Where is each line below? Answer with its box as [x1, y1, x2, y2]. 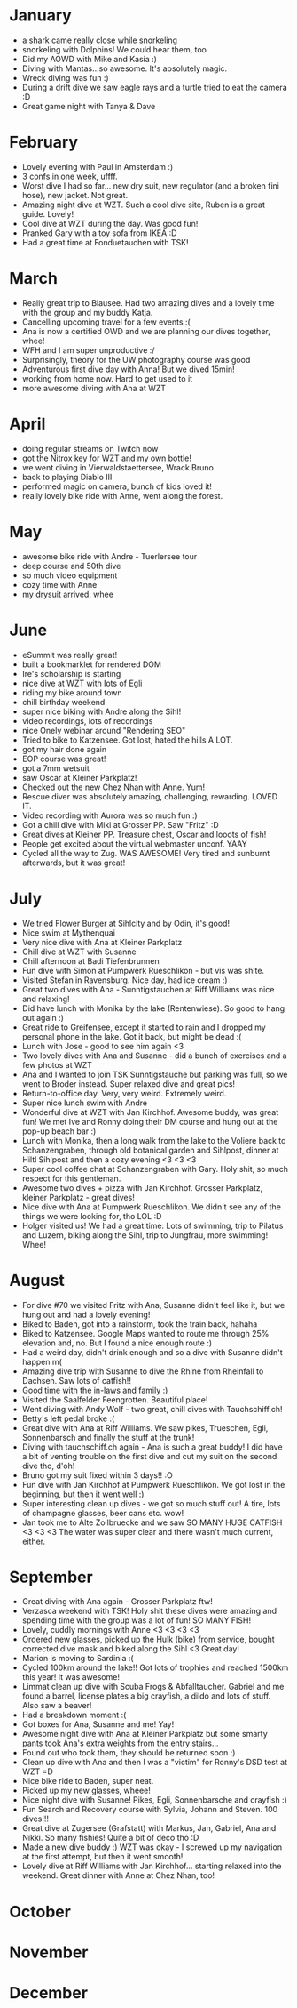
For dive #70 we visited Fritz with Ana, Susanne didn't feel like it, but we [21, 1299, 285, 1310]
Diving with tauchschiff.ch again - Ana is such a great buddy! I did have [21, 1442, 283, 1452]
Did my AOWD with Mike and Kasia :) [21, 53, 158, 64]
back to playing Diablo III [21, 471, 113, 482]
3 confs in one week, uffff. [21, 171, 118, 181]
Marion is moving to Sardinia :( [21, 1653, 135, 1664]
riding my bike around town [21, 687, 122, 698]
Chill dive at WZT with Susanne [21, 946, 137, 957]
